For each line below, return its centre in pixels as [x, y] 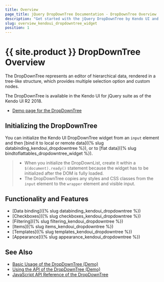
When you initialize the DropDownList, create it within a [80, 163]
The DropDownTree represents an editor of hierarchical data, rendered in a [80, 76]
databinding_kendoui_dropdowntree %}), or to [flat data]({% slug [71, 148]
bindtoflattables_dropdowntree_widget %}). [49, 153]
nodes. [12, 87]
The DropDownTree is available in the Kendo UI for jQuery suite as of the [78, 96]
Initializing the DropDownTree [51, 126]
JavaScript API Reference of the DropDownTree [60, 274]
